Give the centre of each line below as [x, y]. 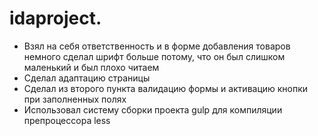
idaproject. [55, 18]
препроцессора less [67, 120]
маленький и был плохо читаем [91, 67]
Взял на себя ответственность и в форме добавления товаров [157, 46]
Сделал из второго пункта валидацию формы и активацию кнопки [166, 88]
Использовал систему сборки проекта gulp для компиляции [153, 109]
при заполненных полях [75, 99]
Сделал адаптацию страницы [87, 78]
